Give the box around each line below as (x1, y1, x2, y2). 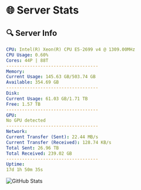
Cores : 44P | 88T (6, 57, 49, 64)
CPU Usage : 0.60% (6, 52, 49, 58)
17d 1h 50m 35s (6, 167, 43, 173)
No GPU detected (6, 118, 46, 124)
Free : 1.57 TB (6, 101, 41, 107)
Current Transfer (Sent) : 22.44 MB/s (6, 134, 99, 140)
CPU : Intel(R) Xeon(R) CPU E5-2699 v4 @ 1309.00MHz (6, 46, 135, 52)
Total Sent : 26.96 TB (6, 145, 59, 151)
